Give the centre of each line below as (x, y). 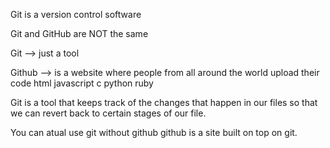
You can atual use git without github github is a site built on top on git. (154, 132)
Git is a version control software (76, 14)
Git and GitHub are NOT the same (79, 33)
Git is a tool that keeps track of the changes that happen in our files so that (164, 102)
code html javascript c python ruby (82, 83)
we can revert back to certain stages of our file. (108, 113)
